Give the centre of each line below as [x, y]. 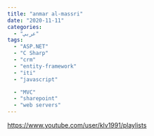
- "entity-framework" [45, 66]
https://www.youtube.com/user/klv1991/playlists [77, 125]
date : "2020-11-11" [36, 20]
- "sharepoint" [36, 99]
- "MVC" [25, 92]
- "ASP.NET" [31, 47]
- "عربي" [26, 33]
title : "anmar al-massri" [45, 14]
